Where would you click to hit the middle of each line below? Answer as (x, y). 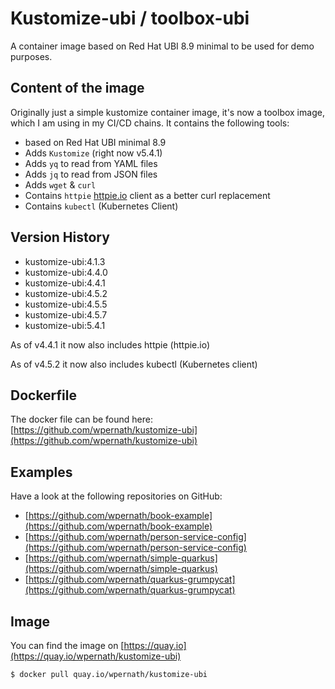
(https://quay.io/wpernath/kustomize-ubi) (96, 656)
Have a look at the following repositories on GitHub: (116, 496)
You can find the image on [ (67, 645)
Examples (41, 472)
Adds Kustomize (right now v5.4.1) (93, 153)
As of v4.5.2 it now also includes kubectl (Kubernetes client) (134, 364)
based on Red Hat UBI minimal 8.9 (95, 142)
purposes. (31, 56)
